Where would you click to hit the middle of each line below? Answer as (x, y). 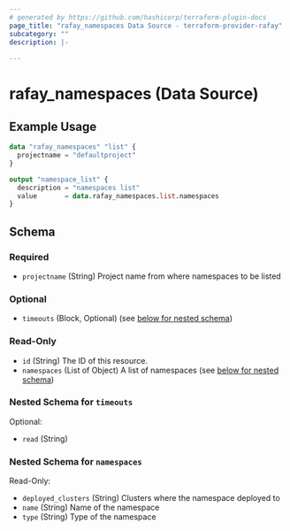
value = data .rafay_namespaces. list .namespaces (118, 196)
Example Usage (53, 126)
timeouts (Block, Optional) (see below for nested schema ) (127, 319)
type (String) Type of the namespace (89, 517)
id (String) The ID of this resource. (85, 360)
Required (29, 257)
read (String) (45, 438)
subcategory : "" (39, 34)
